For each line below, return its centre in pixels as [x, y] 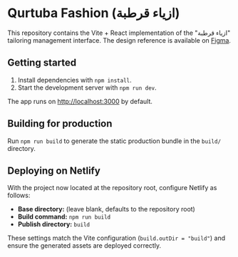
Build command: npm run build [64, 217]
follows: [19, 195]
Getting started [42, 63]
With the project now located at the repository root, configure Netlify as [112, 188]
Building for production [60, 124]
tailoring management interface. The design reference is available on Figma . [119, 40]
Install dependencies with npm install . [74, 80]
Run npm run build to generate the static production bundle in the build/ [114, 141]
